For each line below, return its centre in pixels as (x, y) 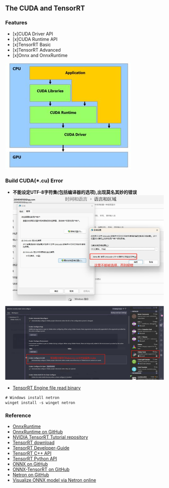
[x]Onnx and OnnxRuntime (40, 55)
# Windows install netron (32, 398)
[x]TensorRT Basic (32, 45)
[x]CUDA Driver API (33, 34)
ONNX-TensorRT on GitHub (41, 469)
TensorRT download (33, 442)
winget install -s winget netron (40, 403)
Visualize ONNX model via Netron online (54, 480)
